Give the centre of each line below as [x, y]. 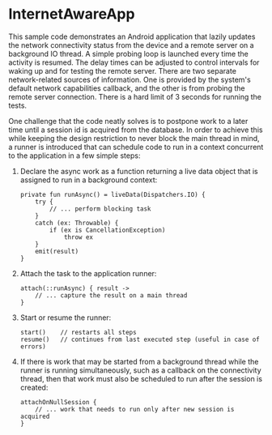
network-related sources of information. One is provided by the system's [130, 79]
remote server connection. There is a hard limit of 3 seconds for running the [135, 96]
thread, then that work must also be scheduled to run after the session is [141, 378]
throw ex [78, 237]
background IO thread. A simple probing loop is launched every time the [128, 53]
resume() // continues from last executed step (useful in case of [140, 339]
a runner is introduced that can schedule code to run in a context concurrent [136, 147]
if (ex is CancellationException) [108, 230]
